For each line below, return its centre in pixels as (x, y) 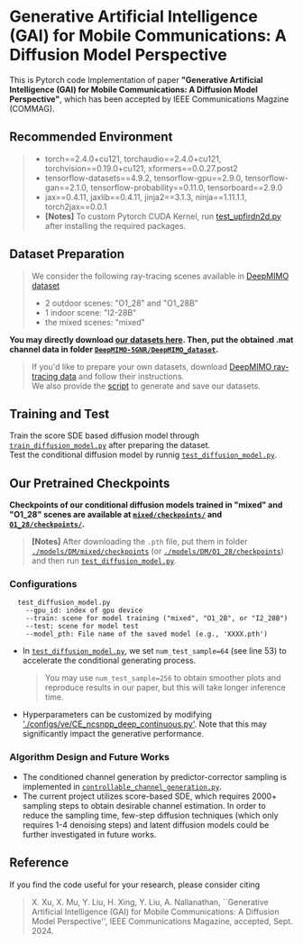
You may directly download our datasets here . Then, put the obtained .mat (151, 339)
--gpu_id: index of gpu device (84, 610)
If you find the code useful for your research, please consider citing (135, 884)
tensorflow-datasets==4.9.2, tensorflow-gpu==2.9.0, (144, 178)
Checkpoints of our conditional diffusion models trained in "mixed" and (146, 505)
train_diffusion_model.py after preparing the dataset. (110, 445)
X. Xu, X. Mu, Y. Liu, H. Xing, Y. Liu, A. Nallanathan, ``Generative (150, 902)
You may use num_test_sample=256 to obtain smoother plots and (163, 678)
